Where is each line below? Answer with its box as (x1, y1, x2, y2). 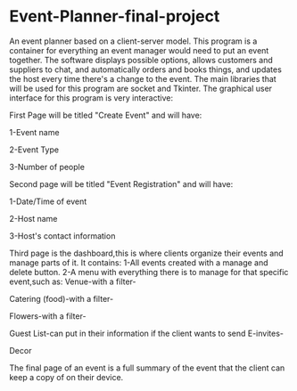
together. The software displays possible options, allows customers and (9, 54, 274, 65)
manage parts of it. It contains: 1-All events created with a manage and (9, 257, 269, 268)
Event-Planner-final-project (9, 6, 220, 27)
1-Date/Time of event (9, 196, 87, 207)
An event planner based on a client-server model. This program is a (9, 36, 258, 46)
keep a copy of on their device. (9, 371, 124, 382)
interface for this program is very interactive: (9, 92, 174, 103)
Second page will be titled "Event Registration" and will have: (9, 178, 234, 189)
